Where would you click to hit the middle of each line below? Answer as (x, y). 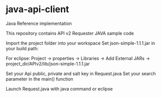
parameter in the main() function (39, 79)
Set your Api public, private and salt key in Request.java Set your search (81, 73)
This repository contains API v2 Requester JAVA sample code (70, 33)
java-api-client (37, 9)
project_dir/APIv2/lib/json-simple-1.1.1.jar (48, 63)
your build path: (22, 48)
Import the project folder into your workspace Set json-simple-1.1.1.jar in (80, 43)
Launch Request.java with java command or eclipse (59, 89)
